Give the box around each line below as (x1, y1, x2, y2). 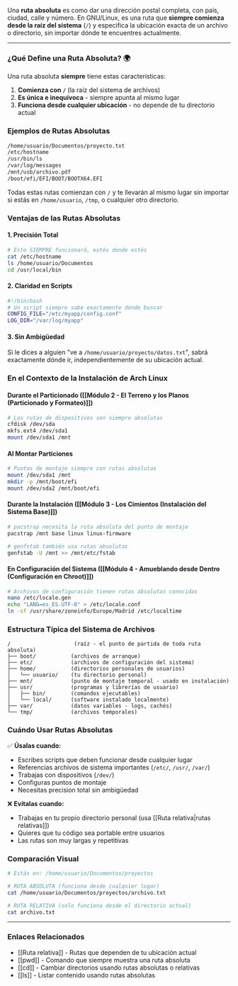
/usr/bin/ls (7, 155, 42, 162)
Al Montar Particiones (7, 449, 73, 458)
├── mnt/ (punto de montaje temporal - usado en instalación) (7, 678, 230, 685)
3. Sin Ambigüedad (7, 332, 65, 341)
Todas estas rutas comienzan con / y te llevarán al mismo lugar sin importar (7, 188, 229, 196)
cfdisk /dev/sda (7, 421, 55, 428)
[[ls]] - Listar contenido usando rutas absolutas (17, 970, 156, 979)
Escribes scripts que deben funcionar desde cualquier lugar (17, 755, 193, 764)
